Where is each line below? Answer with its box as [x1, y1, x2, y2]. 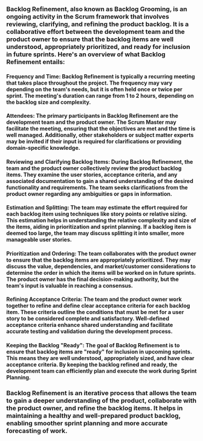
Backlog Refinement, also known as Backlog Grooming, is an [6, 5, 187, 13]
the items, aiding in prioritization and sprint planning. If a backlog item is [6, 223, 192, 231]
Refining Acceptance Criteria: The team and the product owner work [6, 295, 182, 303]
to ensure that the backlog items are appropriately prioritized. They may [6, 256, 191, 263]
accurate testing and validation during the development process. [6, 328, 173, 335]
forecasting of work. [6, 427, 68, 435]
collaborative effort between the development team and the [6, 27, 185, 36]
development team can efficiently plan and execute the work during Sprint [6, 367, 197, 375]
